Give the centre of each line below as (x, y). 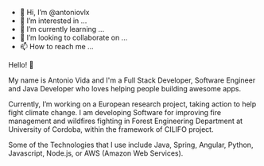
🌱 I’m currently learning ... (62, 29)
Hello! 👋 (21, 65)
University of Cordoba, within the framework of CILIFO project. (111, 129)
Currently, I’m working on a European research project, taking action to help (132, 104)
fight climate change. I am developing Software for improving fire (115, 112)
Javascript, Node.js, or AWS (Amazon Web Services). (96, 153)
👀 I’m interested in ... (53, 21)
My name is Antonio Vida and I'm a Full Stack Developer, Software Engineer (132, 80)
